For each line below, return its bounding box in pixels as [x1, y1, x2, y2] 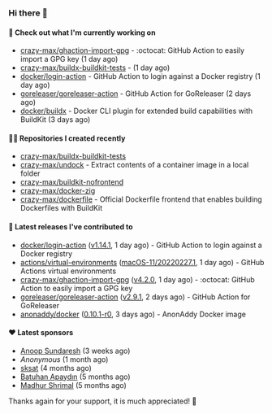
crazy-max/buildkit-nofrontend [19, 177, 124, 187]
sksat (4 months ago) [19, 363, 92, 373]
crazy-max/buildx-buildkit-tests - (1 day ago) [19, 63, 171, 72]
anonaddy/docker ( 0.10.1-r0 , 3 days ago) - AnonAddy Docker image [19, 309, 246, 319]
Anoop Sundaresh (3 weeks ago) [19, 346, 131, 355]
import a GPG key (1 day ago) [19, 54, 119, 64]
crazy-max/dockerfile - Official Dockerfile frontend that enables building [19, 194, 262, 204]
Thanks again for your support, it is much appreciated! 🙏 [8, 396, 197, 406]
